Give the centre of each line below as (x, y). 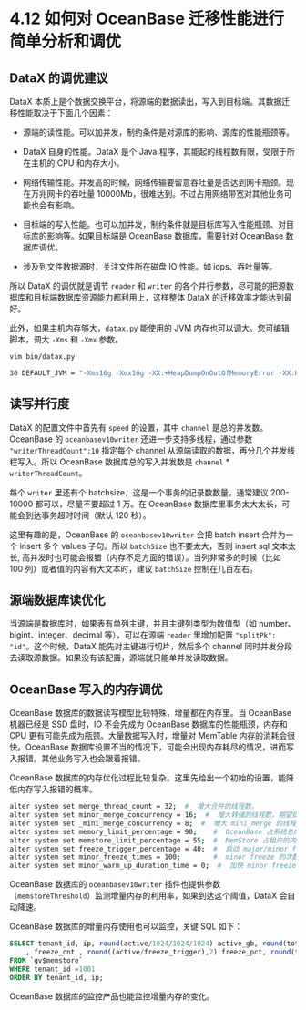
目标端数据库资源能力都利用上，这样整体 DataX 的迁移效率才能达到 (158, 297)
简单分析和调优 (66, 41)
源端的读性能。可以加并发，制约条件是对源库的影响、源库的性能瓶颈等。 (158, 132)
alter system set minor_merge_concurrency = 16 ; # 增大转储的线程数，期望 (151, 815)
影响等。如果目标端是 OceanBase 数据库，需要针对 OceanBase (165, 236)
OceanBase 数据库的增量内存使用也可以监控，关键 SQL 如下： (126, 926)
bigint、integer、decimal (56, 635)
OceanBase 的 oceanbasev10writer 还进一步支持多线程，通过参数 (131, 439)
